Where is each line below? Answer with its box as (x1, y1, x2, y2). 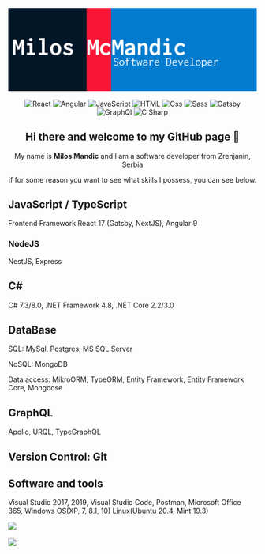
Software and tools (8, 477, 103, 490)
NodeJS (8, 239, 39, 250)
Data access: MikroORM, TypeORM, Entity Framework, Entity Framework (8, 375, 244, 384)
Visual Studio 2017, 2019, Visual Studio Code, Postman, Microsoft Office (8, 498, 242, 507)
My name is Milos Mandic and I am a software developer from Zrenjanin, (14, 151, 251, 160)
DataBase (8, 323, 57, 337)
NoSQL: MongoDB (8, 360, 69, 369)
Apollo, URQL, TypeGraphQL (8, 427, 101, 437)
